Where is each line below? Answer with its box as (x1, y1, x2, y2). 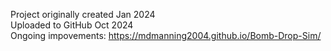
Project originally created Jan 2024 (10, 9, 156, 20)
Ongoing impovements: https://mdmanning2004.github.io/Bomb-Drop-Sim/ (10, 30, 322, 41)
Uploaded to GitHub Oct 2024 (10, 19, 134, 31)
